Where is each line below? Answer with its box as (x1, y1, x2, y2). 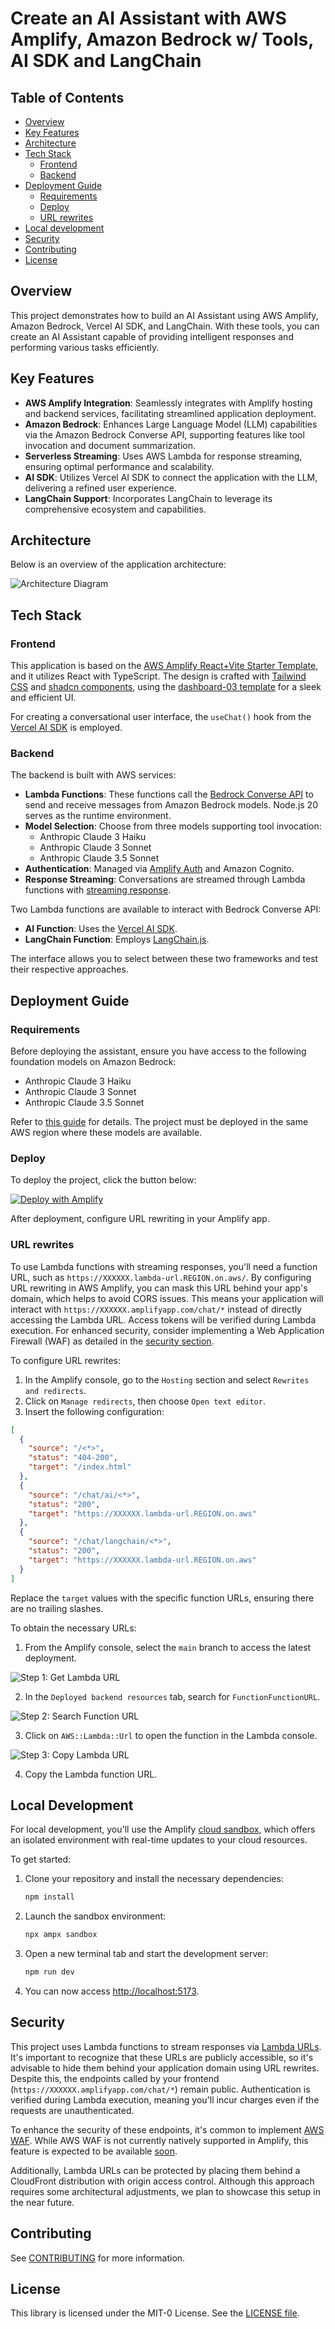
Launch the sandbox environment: (24, 1910, 167, 1922)
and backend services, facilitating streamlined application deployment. (24, 407, 317, 419)
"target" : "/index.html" (28, 1462, 132, 1472)
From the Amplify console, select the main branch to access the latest (24, 1641, 312, 1653)
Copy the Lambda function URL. (24, 1768, 158, 1780)
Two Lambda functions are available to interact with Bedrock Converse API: (10, 903, 322, 916)
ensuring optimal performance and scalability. (24, 460, 215, 472)
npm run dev (24, 1967, 75, 1977)
